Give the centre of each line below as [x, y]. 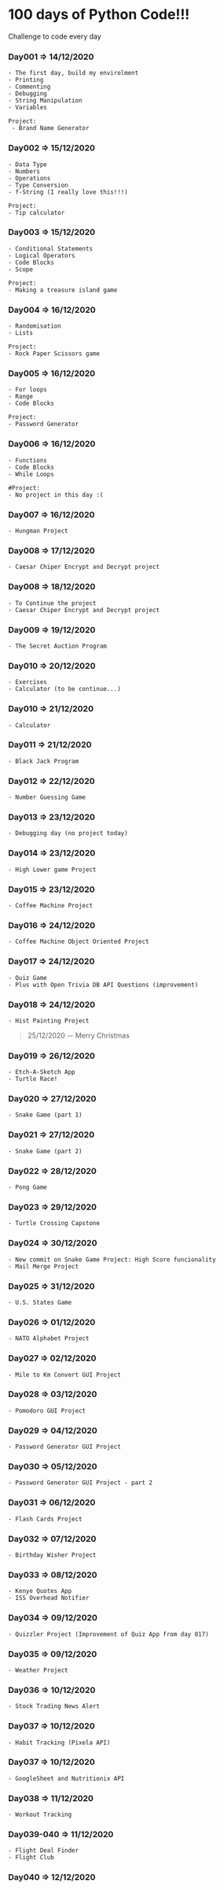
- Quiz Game [28, 978]
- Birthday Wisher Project [52, 1555]
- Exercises [28, 682]
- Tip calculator [37, 213]
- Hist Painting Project [49, 1021]
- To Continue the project [52, 603]
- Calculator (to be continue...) [65, 689]
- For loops [28, 390]
